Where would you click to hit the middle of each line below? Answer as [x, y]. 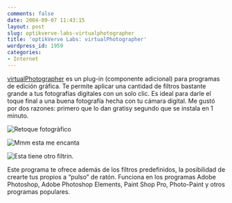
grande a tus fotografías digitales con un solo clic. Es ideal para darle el [109, 93]
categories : [24, 53]
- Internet [23, 59]
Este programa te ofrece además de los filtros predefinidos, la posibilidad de [116, 169]
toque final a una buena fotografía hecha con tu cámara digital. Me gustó [111, 101]
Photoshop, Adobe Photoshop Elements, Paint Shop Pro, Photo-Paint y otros [116, 184]
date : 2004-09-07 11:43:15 [46, 20]
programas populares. [39, 191]
